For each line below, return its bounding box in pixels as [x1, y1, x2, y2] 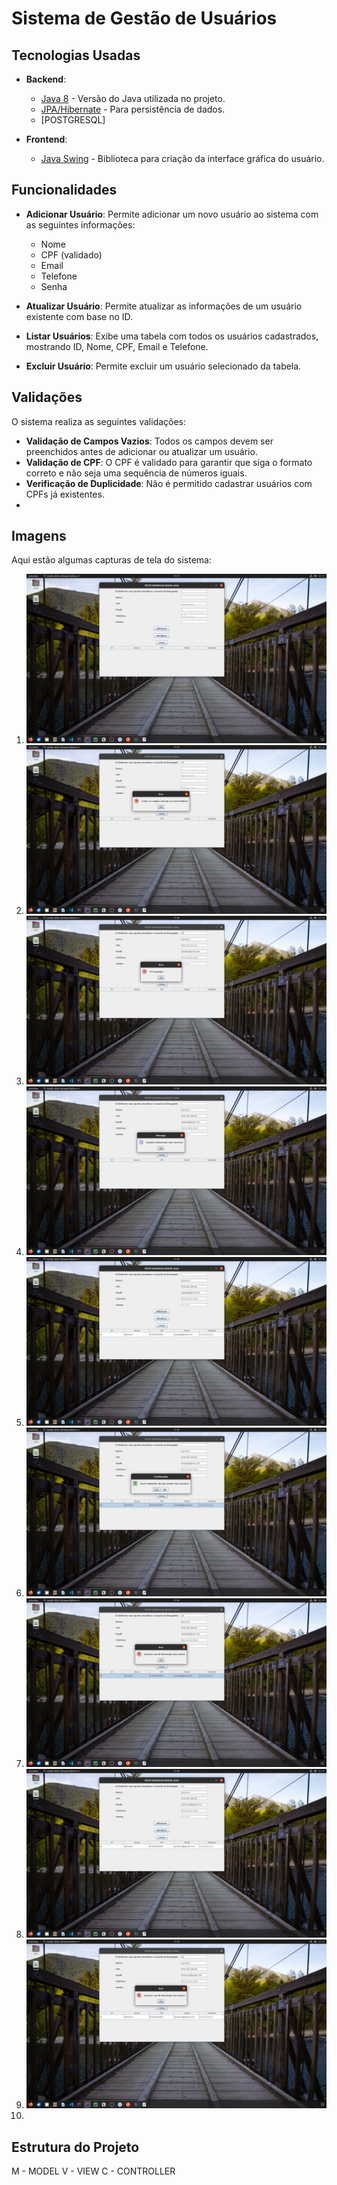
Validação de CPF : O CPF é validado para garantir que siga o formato [25, 456, 313, 468]
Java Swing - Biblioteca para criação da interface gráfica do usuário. [40, 153, 325, 164]
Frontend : [25, 133, 68, 145]
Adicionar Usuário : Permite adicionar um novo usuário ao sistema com [25, 208, 319, 220]
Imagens [11, 528, 67, 545]
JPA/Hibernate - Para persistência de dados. [40, 103, 226, 115]
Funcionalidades [11, 182, 118, 199]
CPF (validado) [40, 248, 103, 261]
